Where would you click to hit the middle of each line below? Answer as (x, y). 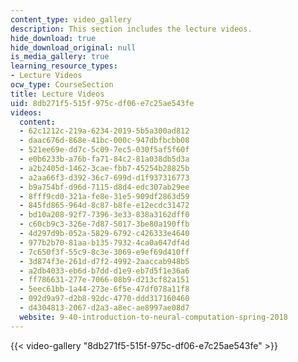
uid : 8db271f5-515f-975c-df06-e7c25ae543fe (102, 103)
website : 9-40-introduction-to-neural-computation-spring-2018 (153, 317)
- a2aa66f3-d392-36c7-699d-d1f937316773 (104, 177)
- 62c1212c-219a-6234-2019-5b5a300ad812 (104, 131)
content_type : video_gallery (71, 19)
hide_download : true (53, 38)
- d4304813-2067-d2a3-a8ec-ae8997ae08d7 (104, 308)
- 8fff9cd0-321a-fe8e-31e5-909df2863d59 (104, 196)
